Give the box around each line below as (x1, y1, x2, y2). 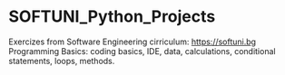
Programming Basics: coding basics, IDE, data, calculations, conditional (8, 45, 276, 56)
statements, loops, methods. (8, 55, 115, 66)
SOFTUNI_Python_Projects (8, 6, 216, 27)
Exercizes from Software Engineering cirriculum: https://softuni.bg (8, 36, 256, 47)
